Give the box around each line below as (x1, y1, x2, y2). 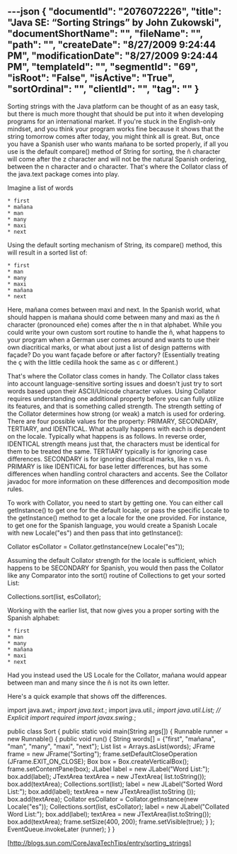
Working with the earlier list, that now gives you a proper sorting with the (7, 606, 219, 614)
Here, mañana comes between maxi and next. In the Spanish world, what (7, 305, 221, 314)
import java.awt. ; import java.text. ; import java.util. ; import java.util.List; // (7, 705, 221, 714)
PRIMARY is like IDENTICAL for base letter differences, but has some (7, 462, 208, 471)
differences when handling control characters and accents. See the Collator (7, 469, 228, 478)
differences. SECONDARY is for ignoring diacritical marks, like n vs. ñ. (7, 454, 211, 463)
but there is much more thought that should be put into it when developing (7, 109, 224, 118)
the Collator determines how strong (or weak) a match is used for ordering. (7, 409, 226, 417)
